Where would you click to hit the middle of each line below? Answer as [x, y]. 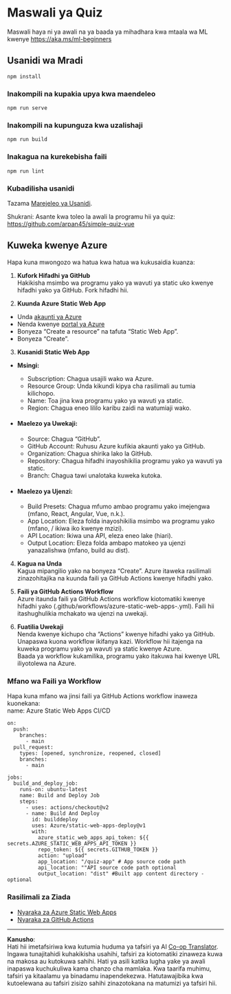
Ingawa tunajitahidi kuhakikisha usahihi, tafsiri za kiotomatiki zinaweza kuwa [115, 953]
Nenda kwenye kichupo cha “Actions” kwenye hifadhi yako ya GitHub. [116, 634]
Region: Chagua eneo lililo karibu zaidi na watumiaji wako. [109, 408]
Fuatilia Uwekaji [40, 627]
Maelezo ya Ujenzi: [45, 491]
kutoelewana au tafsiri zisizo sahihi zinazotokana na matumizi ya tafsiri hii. [112, 983]
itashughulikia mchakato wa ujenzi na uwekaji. [82, 614]
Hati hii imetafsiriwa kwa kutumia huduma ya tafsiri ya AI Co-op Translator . [113, 947]
